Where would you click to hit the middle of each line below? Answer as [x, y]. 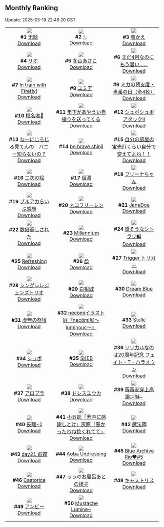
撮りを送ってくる [81, 119]
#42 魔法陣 [134, 424]
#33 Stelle [134, 320]
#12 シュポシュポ [134, 112]
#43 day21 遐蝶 [29, 454]
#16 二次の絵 [29, 177]
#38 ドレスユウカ [81, 393]
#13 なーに [22, 139]
